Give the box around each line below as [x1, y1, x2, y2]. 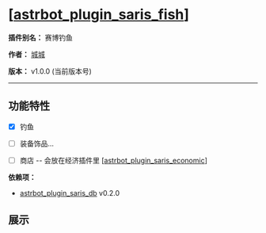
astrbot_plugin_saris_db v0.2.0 [19, 188, 120, 197]
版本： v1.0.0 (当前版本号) [8, 66, 93, 76]
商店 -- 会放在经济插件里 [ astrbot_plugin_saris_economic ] [19, 155, 207, 165]
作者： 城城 [8, 49, 45, 59]
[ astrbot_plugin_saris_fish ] [8, 6, 190, 24]
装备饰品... [19, 139, 54, 148]
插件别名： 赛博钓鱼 [8, 32, 73, 42]
